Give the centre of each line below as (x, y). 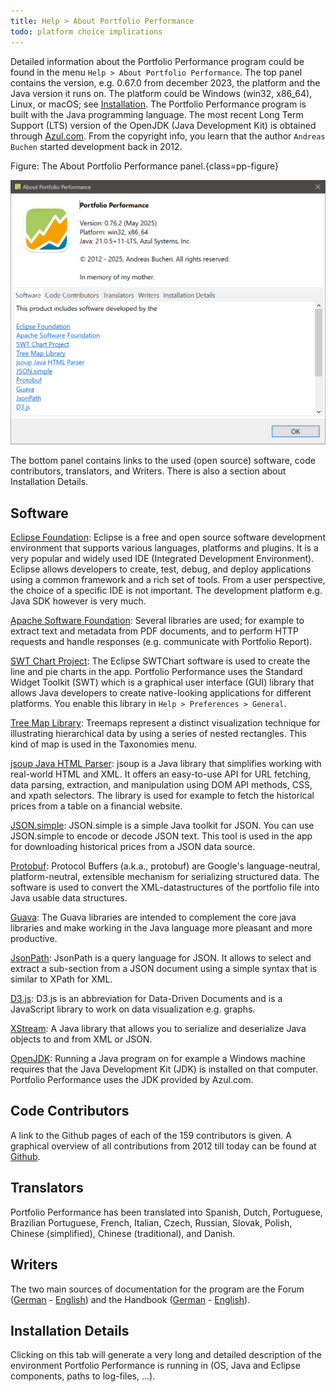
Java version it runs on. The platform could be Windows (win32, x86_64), (161, 93)
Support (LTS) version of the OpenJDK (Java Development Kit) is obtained (163, 125)
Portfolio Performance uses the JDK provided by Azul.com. (132, 1080)
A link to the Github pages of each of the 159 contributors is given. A (151, 1135)
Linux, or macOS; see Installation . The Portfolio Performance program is (158, 104)
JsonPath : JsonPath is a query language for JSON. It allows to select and (161, 958)
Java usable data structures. (69, 898)
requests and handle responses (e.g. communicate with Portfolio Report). (161, 642)
